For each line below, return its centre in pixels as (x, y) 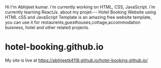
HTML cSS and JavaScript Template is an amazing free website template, (78, 17)
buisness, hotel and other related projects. (47, 27)
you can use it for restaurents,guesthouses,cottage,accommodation (73, 22)
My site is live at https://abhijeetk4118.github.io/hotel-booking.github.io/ (76, 60)
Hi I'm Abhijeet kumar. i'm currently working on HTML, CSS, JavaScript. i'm (80, 7)
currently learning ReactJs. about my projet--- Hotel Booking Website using (80, 12)
